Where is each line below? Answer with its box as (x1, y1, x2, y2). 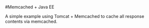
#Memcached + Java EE (5, 4, 55, 10)
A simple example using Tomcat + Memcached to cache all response (5, 14, 145, 19)
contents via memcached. (5, 19, 58, 24)
